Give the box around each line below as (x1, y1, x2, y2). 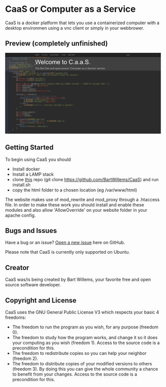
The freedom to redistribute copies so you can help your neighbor (12, 350, 147, 356)
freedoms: (5, 314, 26, 320)
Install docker (12, 166, 41, 172)
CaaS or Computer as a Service (5, 3, 136, 15)
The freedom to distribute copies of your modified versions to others (12, 361, 152, 367)
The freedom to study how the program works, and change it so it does (12, 335, 158, 341)
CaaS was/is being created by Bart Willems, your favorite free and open (5, 276, 151, 282)
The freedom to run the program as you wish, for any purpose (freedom (12, 324, 159, 330)
